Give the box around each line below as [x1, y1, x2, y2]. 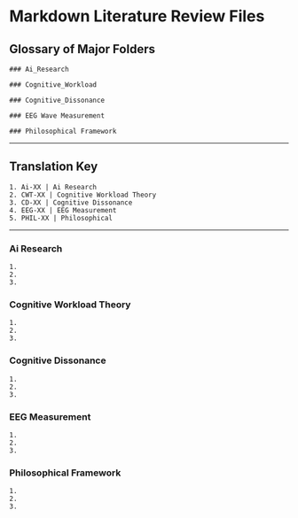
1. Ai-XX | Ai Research [9, 182, 98, 191]
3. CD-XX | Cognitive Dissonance [9, 197, 133, 207]
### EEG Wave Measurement [9, 112, 105, 120]
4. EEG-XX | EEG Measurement [9, 205, 117, 214]
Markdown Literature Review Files [9, 6, 265, 27]
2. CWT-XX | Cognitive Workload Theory [9, 190, 157, 199]
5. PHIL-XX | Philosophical [9, 213, 114, 222]
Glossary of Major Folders [9, 42, 155, 57]
